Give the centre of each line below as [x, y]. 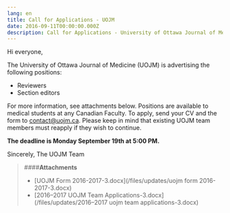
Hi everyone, [25, 52]
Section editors [38, 93]
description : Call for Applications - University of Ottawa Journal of [111, 32]
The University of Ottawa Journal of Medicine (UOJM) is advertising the [108, 65]
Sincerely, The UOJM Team [46, 154]
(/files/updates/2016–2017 [71, 203]
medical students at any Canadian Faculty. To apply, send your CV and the [112, 113]
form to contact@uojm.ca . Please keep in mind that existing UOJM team [109, 121]
